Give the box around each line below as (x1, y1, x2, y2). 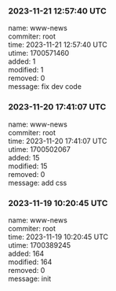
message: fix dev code (8, 82, 82, 91)
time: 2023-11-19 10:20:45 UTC (8, 232, 109, 241)
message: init (8, 274, 52, 283)
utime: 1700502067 (8, 144, 71, 154)
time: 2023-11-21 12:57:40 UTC (8, 40, 108, 50)
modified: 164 (8, 257, 53, 267)
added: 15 (8, 153, 40, 162)
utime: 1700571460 (8, 49, 70, 58)
